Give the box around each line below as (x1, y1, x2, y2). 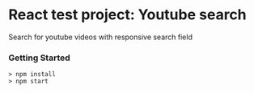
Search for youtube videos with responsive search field (8, 32, 193, 42)
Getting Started (8, 52, 70, 63)
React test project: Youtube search (8, 6, 247, 24)
